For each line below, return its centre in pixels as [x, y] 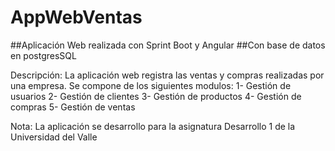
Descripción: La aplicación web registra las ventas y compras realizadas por [167, 75]
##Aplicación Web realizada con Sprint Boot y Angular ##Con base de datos [168, 45]
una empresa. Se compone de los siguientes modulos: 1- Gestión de [151, 85]
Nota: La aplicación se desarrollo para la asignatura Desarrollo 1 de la [153, 126]
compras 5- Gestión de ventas [73, 107]
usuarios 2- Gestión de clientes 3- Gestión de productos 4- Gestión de [156, 96]
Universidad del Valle [54, 137]
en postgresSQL [43, 55]
